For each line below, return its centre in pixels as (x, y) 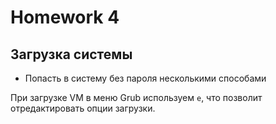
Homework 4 (65, 17)
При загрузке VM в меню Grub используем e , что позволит (136, 97)
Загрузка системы (71, 54)
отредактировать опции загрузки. (83, 108)
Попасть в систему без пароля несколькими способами (145, 78)
